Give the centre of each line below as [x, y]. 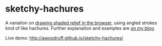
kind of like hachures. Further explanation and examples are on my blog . [80, 28]
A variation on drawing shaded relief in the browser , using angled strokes [81, 23]
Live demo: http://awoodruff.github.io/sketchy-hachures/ [64, 38]
